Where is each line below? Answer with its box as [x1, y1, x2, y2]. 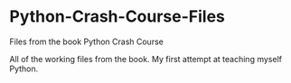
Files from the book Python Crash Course [9, 36, 164, 47]
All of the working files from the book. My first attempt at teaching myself [9, 53, 283, 64]
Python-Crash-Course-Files [9, 6, 226, 27]
